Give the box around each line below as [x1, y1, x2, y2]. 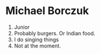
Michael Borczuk [5, 4, 89, 18]
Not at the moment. [14, 42, 61, 49]
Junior [14, 23, 30, 31]
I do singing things [14, 36, 59, 43]
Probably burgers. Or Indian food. [14, 29, 95, 36]
